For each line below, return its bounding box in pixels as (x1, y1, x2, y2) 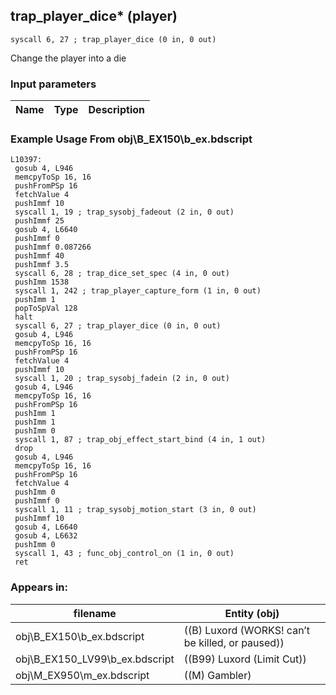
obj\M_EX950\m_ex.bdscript (15, 668, 150, 682)
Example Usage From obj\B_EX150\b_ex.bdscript (10, 132, 253, 146)
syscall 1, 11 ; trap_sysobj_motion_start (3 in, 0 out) (14, 505, 257, 515)
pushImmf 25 (14, 216, 65, 226)
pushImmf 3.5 (14, 260, 70, 270)
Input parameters (10, 77, 97, 91)
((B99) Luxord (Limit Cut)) (183, 652, 307, 666)
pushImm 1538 (14, 277, 70, 288)
